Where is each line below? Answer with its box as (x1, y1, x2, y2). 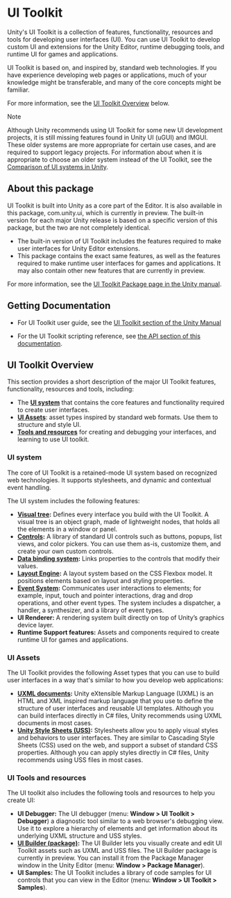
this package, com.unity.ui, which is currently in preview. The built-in (7, 208, 204, 217)
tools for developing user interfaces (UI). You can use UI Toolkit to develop (7, 35, 221, 43)
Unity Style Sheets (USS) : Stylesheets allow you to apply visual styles (17, 726, 219, 734)
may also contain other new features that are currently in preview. (17, 266, 205, 275)
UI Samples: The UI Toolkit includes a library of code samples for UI (17, 869, 212, 877)
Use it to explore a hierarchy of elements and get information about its (17, 824, 218, 833)
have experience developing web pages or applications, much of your (7, 71, 207, 79)
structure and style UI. (17, 421, 81, 429)
